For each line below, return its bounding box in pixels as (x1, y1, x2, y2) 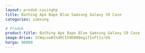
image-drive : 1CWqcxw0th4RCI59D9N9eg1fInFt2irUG (5, 35, 110, 40)
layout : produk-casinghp (5, 7, 58, 13)
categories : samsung (5, 17, 49, 22)
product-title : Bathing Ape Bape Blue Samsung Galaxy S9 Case (5, 31, 140, 36)
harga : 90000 (5, 40, 33, 45)
